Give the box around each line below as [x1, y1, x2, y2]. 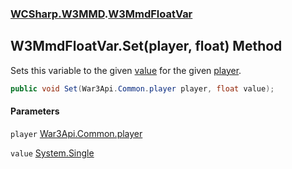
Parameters [10, 105, 60, 117]
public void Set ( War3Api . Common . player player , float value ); [10, 83, 275, 94]
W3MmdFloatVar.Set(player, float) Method [10, 38, 283, 55]
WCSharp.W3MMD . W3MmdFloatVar [10, 7, 193, 21]
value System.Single [10, 147, 95, 159]
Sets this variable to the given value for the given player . [10, 64, 242, 76]
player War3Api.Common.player [10, 127, 143, 139]
